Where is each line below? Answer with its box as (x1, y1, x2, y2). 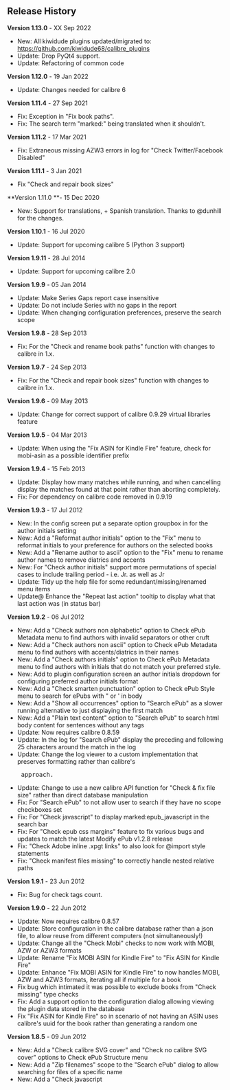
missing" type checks (16, 990, 79, 998)
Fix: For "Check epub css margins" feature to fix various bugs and (16, 827, 205, 835)
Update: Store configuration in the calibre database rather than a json (16, 924, 214, 933)
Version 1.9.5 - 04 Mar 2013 (7, 431, 87, 439)
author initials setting (16, 526, 77, 534)
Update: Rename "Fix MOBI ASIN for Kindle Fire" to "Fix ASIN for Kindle (16, 953, 220, 962)
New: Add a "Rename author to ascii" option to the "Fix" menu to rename (16, 548, 224, 556)
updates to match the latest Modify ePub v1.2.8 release (16, 834, 173, 843)
